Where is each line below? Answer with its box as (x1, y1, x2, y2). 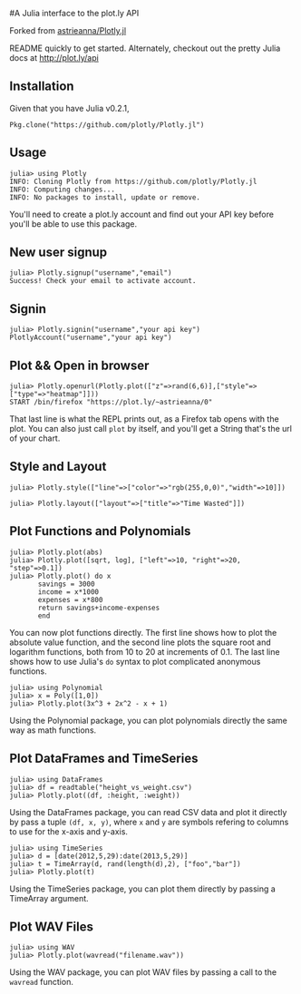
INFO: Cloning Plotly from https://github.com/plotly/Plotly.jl (9, 177, 257, 186)
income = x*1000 (37, 587, 100, 597)
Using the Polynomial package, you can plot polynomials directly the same (9, 715, 287, 726)
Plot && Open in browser (9, 357, 150, 373)
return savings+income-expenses (37, 603, 160, 612)
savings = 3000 (37, 580, 95, 589)
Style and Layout (9, 459, 107, 474)
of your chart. (9, 433, 61, 443)
